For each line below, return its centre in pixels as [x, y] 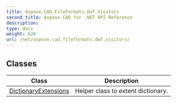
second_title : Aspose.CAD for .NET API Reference [70, 17]
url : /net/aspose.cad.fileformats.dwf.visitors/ [68, 40]
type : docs [20, 28]
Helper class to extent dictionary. [121, 90]
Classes [22, 64]
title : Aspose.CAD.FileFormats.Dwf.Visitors [63, 12]
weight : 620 [21, 34]
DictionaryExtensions [39, 90]
